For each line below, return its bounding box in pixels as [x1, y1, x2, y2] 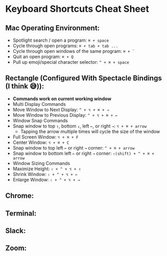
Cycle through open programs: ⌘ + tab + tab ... [12, 43, 118, 49]
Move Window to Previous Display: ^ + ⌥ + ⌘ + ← [12, 112, 118, 118]
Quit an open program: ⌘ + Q [12, 53, 73, 60]
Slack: [5, 226, 26, 235]
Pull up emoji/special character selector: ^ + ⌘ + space [12, 59, 129, 65]
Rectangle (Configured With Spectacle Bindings [5, 74, 162, 83]
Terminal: [5, 209, 37, 217]
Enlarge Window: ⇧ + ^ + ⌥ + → [12, 176, 81, 182]
